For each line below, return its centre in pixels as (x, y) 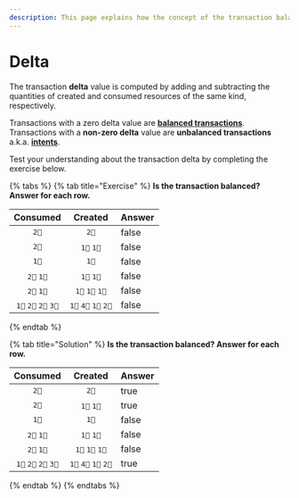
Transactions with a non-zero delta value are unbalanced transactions (140, 132)
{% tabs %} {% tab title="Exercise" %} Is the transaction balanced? (135, 186)
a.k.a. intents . (35, 141)
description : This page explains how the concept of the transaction (141, 17)
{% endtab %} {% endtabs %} (65, 485)
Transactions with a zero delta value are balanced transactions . (127, 122)
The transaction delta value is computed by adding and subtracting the (140, 87)
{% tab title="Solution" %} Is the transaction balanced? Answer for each (144, 344)
